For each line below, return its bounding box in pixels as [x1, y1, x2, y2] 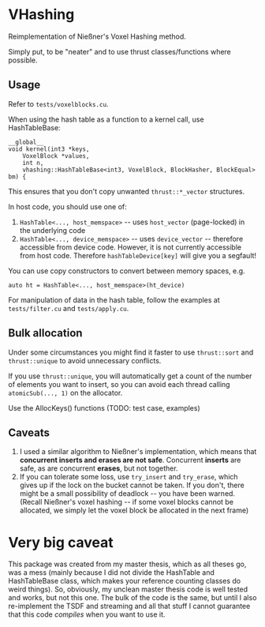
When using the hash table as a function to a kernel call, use [8, 115, 204, 124]
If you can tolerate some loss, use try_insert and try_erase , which [19, 472, 238, 482]
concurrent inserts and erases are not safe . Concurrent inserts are [19, 456, 241, 465]
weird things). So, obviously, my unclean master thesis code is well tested [8, 584, 248, 594]
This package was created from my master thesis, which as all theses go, [8, 559, 247, 569]
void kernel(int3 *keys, [8, 145, 90, 153]
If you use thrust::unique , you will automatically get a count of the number [8, 371, 252, 381]
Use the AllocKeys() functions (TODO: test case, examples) [8, 403, 201, 412]
